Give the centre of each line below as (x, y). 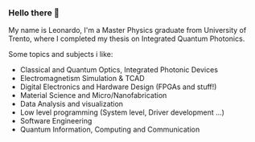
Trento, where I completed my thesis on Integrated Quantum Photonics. (127, 39)
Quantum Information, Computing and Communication (110, 130)
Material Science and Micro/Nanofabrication (93, 95)
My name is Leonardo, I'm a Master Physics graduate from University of (127, 30)
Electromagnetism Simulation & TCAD (82, 79)
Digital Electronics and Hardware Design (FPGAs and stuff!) (118, 87)
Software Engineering (56, 121)
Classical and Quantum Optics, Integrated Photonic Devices (119, 70)
